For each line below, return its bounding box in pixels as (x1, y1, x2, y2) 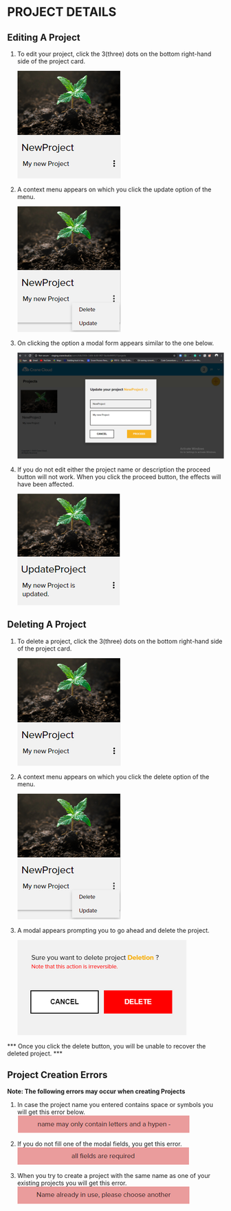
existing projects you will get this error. (16, 1179, 127, 1188)
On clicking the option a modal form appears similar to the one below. (16, 339, 214, 347)
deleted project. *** (7, 1049, 63, 1057)
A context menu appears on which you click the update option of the (16, 185, 212, 193)
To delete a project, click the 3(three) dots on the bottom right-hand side (16, 637, 223, 645)
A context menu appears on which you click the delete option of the (16, 772, 210, 781)
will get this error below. (16, 1108, 86, 1116)
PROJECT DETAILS (7, 4, 117, 20)
